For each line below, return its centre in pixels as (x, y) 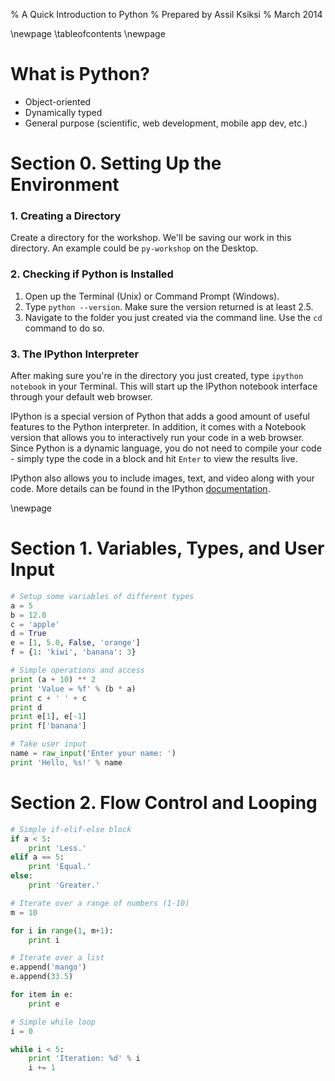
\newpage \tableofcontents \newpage (88, 33)
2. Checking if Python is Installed (92, 274)
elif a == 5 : (37, 857)
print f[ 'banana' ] (48, 726)
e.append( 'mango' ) (48, 967)
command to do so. (64, 328)
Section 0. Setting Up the (116, 163)
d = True (28, 634)
